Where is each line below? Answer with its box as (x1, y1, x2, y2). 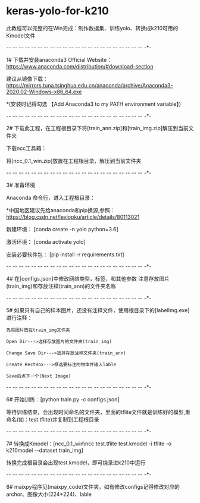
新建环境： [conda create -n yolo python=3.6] (6, 225, 119, 232)
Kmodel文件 (6, 32, 36, 39)
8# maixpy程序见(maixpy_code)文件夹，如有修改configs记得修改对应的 (6, 483, 180, 490)
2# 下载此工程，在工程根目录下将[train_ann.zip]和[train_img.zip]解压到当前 (6, 124, 189, 131)
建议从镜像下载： (6, 75, 48, 82)
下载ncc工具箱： (6, 144, 47, 152)
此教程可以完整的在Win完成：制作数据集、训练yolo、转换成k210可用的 (6, 24, 179, 32)
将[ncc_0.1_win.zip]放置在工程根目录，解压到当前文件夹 (6, 157, 142, 164)
